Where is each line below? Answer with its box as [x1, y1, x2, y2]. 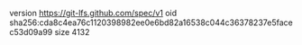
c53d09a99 [9, 27, 53, 37]
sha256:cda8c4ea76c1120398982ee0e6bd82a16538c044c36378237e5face [9, 17, 293, 28]
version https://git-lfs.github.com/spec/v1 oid [9, 8, 178, 18]
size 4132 [54, 27, 90, 37]
